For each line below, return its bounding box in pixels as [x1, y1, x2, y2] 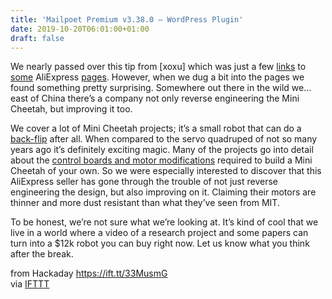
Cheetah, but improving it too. [10, 103, 133, 115]
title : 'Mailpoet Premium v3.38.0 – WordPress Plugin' [10, 14, 244, 25]
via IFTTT [10, 278, 50, 290]
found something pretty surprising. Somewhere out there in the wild [10, 82, 290, 94]
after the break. [10, 248, 74, 260]
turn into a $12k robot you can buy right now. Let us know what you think [10, 237, 310, 250]
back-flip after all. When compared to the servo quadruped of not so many [10, 133, 318, 145]
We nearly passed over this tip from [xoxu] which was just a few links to [10, 61, 307, 73]
